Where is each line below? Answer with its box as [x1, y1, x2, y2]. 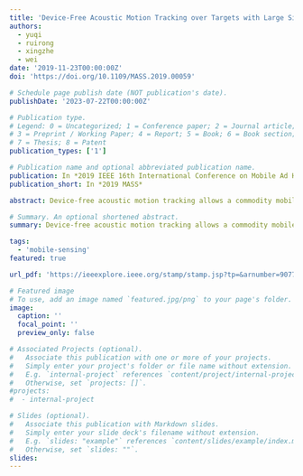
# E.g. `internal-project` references [9, 369, 164, 379]
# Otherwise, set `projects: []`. [9, 378, 147, 387]
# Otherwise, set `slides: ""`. [9, 444, 140, 454]
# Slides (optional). [9, 412, 91, 421]
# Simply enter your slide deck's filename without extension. [9, 428, 260, 437]
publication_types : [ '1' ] [9, 146, 106, 156]
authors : [9, 22, 42, 31]
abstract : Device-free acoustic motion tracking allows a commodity [9, 196, 272, 205]
